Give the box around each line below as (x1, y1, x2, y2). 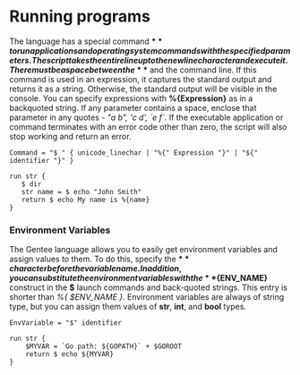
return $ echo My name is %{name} (21, 195, 150, 204)
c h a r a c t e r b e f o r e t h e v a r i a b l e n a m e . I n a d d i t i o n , (9, 263, 182, 274)
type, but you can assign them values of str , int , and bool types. (9, 302, 247, 312)
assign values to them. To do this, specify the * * (9, 253, 190, 265)
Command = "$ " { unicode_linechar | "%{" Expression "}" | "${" (9, 148, 258, 158)
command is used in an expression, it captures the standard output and (9, 73, 272, 84)
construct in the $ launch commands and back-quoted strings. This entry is (9, 282, 288, 293)
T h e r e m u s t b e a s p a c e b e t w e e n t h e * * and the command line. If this (9, 64, 257, 75)
